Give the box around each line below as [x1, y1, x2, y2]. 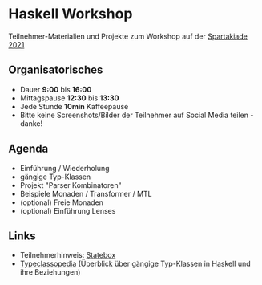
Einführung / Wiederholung [19, 163, 110, 173]
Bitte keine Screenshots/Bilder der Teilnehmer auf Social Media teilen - [19, 110, 254, 120]
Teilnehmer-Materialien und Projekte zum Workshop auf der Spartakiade [8, 31, 248, 41]
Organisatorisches [8, 63, 103, 77]
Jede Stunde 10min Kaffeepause [19, 101, 129, 111]
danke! [19, 118, 43, 128]
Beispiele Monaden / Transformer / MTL [19, 189, 152, 198]
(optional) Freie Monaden [19, 197, 104, 207]
